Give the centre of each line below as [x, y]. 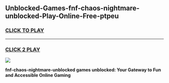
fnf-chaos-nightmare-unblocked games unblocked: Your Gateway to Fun [83, 69]
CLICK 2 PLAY [23, 49]
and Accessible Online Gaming [38, 75]
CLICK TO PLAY [25, 31]
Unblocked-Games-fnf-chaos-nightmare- [72, 8]
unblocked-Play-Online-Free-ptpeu [62, 16]
